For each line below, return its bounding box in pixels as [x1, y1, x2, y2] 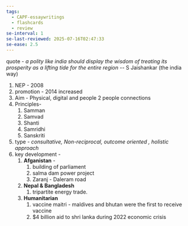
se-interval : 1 [6, 31, 44, 37]
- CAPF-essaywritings [11, 14, 65, 20]
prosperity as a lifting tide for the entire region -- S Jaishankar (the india [6, 64, 182, 71]
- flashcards [11, 19, 44, 25]
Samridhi [23, 125, 46, 133]
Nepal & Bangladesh [23, 182, 75, 189]
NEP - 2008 [14, 81, 44, 89]
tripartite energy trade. [32, 188, 87, 195]
